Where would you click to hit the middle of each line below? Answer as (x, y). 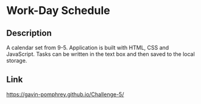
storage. (17, 61)
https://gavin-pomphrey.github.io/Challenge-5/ (65, 94)
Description (29, 33)
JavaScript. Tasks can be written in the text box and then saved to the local (100, 54)
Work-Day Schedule (58, 11)
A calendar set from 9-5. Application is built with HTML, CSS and (88, 47)
